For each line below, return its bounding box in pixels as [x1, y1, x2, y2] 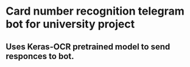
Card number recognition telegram [5, 4, 185, 18]
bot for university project [5, 17, 135, 31]
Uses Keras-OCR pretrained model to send [5, 41, 171, 52]
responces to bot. [5, 51, 74, 62]
